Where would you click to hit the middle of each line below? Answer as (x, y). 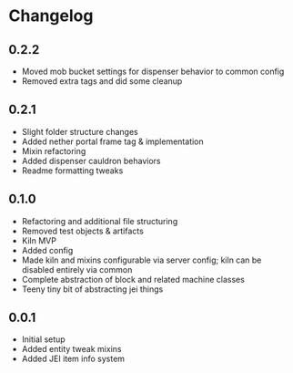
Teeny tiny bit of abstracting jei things (92, 289)
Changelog (51, 16)
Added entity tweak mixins (71, 349)
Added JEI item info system (73, 359)
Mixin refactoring (54, 150)
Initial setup (43, 339)
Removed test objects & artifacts (83, 231)
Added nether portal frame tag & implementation (112, 141)
